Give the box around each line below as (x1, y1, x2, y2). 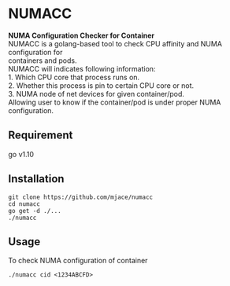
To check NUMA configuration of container (8, 256, 148, 266)
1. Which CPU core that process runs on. (8, 72, 140, 82)
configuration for (8, 47, 63, 57)
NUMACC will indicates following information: (8, 64, 156, 73)
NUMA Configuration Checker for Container (8, 31, 155, 40)
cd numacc (8, 200, 41, 208)
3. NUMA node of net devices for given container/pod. (8, 89, 185, 98)
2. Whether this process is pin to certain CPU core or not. (8, 80, 195, 90)
